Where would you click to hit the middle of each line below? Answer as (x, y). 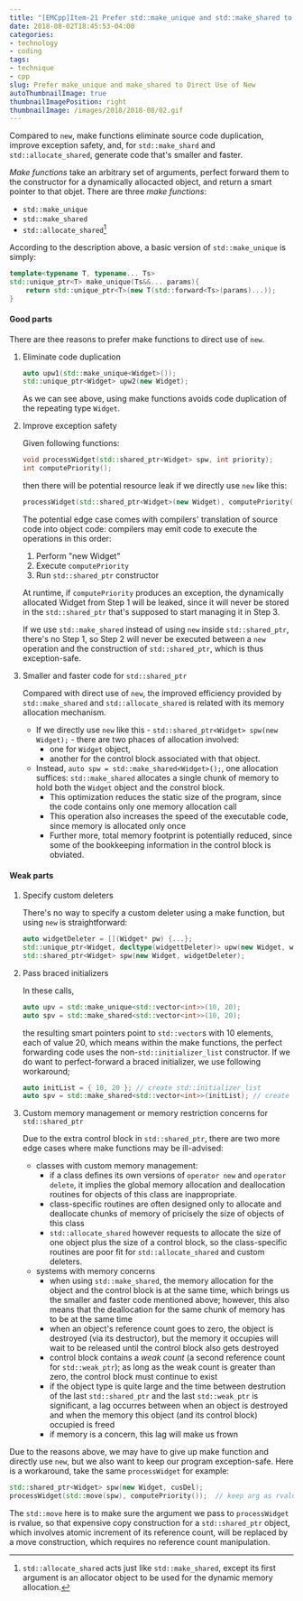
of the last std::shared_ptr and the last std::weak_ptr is (154, 1396)
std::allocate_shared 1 (64, 229)
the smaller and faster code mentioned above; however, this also (170, 1300)
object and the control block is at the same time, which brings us (170, 1290)
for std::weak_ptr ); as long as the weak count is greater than (162, 1367)
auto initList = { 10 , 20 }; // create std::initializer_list (142, 1088)
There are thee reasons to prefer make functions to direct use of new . (137, 339)
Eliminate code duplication (72, 357)
